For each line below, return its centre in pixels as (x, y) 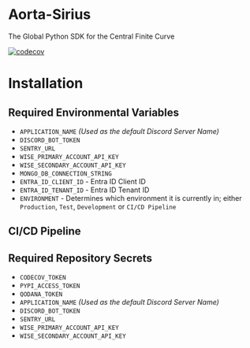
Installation (46, 83)
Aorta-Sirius (50, 15)
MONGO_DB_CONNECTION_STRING (65, 174)
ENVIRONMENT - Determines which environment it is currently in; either (131, 198)
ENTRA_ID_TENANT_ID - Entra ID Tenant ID (84, 190)
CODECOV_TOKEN (43, 278)
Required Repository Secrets (80, 258)
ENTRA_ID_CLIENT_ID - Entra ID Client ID (82, 181)
